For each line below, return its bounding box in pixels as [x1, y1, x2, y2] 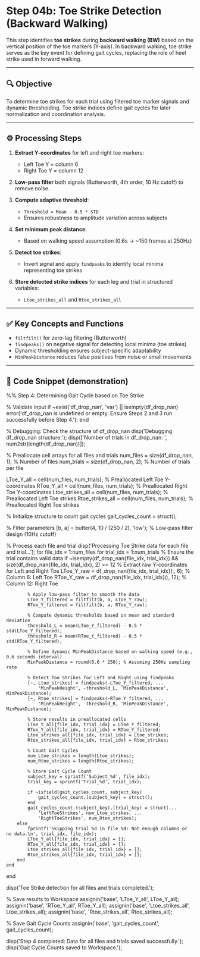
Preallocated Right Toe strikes [6, 501, 80, 509]
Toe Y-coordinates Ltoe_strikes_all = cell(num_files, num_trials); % [6, 489, 168, 496]
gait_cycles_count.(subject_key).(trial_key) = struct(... [27, 805, 177, 811]
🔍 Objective [6, 79, 52, 89]
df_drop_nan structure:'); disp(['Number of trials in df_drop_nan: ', [6, 434, 168, 441]
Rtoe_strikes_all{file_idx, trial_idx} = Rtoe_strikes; [27, 738, 169, 743]
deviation [6, 617, 31, 624]
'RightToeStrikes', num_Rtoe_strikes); [37, 815, 137, 821]
